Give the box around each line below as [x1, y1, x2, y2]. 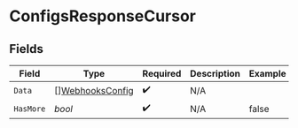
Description [190, 68, 241, 79]
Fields [9, 41, 44, 56]
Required [142, 68, 182, 79]
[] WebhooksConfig [54, 84, 135, 96]
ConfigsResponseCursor [9, 6, 197, 26]
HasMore [13, 103, 46, 114]
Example [248, 68, 286, 79]
